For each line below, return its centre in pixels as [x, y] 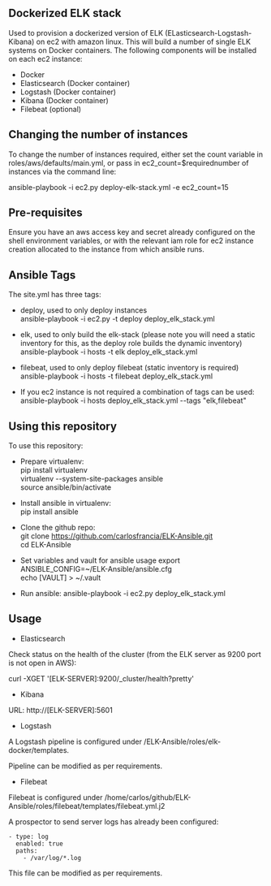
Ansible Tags [42, 275]
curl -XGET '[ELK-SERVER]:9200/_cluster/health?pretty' [101, 678]
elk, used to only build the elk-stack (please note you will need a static [138, 335]
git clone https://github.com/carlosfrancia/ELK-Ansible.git [116, 536]
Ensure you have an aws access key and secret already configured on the [132, 232]
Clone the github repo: [58, 528]
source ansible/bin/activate [66, 487]
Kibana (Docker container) [65, 100]
